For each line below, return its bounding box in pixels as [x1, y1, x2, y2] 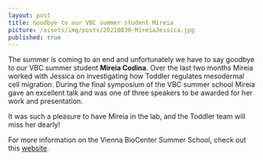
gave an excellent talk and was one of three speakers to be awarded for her [8, 88, 253, 98]
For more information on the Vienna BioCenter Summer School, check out [8, 135, 247, 145]
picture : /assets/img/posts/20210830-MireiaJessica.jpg [8, 26, 195, 34]
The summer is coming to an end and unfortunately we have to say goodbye [8, 55, 255, 64]
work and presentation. [8, 96, 84, 106]
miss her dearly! [8, 120, 60, 129]
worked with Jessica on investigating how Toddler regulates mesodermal [8, 71, 245, 81]
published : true [8, 33, 61, 42]
